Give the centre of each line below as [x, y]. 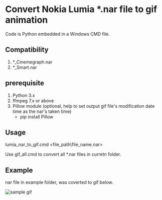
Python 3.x [24, 95]
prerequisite [25, 83]
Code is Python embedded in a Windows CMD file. [57, 34]
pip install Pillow [37, 116]
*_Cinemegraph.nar [32, 62]
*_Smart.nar [25, 67]
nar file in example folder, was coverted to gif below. [59, 182]
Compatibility [27, 50]
